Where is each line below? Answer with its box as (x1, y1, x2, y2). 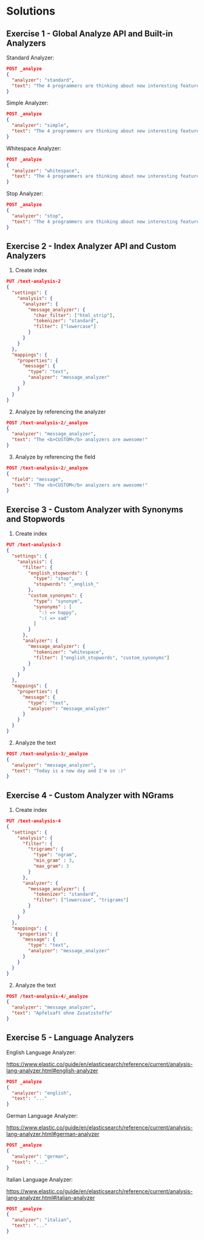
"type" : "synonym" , (33, 598, 83, 604)
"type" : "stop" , (33, 576, 75, 582)
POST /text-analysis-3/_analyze (6, 751, 88, 757)
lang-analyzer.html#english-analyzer (6, 1067, 98, 1074)
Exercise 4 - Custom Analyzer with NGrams (6, 790, 174, 800)
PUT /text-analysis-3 (6, 542, 61, 548)
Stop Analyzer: (6, 190, 44, 197)
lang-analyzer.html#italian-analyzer (6, 1194, 95, 1201)
